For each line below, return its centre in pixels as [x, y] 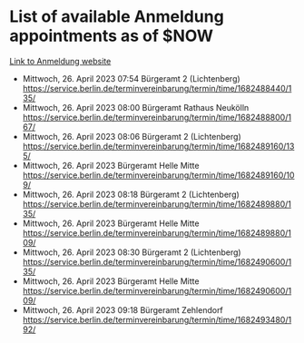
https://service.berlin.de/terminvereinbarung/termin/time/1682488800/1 [157, 117]
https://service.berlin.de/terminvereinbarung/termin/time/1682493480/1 [157, 319]
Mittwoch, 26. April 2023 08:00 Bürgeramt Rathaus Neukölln [136, 107]
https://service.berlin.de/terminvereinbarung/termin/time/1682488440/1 [157, 88]
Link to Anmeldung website [60, 61]
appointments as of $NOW [112, 36]
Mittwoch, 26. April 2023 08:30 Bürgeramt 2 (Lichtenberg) [132, 252]
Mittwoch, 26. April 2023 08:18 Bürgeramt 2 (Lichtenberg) [131, 194]
